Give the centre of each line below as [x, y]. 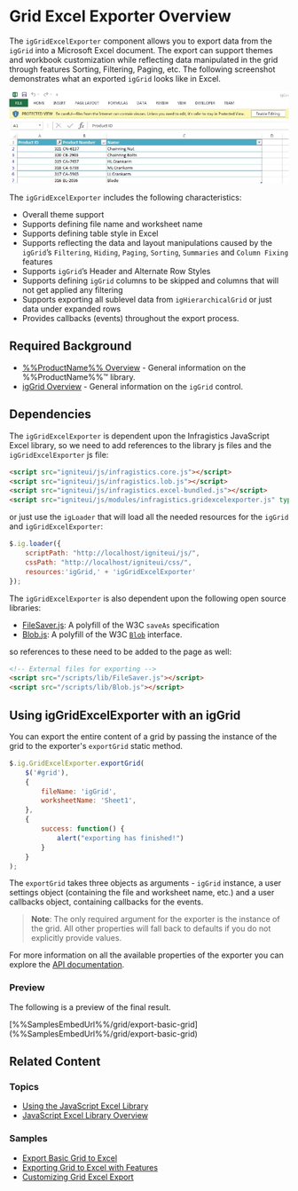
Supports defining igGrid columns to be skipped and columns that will [150, 280]
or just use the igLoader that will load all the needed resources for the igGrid [149, 517]
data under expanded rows [71, 309]
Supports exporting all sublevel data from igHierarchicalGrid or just [147, 300]
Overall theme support [63, 215]
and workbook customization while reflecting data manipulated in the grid [144, 59]
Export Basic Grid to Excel [70, 1158]
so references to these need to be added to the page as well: [121, 651]
